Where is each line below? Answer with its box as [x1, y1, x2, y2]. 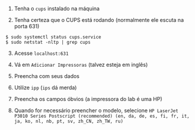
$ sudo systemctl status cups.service [5, 34, 101, 40]
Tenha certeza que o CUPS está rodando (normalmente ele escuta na [14, 17, 184, 23]
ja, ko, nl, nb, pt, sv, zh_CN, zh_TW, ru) [14, 118, 124, 124]
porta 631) [14, 23, 40, 30]
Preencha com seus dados [14, 73, 79, 79]
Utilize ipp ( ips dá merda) [14, 84, 77, 91]
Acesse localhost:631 [14, 50, 69, 57]
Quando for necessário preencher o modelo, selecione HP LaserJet [14, 107, 178, 114]
